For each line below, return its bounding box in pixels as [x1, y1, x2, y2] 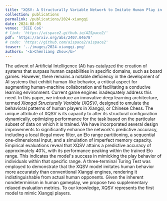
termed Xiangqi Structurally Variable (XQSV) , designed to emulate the [5, 100, 149, 106]
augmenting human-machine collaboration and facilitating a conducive [5, 84, 151, 90]
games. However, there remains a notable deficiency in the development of [5, 73, 160, 79]
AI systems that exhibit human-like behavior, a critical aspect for [5, 78, 137, 85]
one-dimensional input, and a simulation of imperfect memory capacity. [5, 137, 152, 143]
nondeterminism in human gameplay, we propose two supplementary [5, 179, 148, 185]
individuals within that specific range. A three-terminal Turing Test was [5, 158, 151, 164]
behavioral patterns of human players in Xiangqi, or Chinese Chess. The [5, 105, 153, 111]
